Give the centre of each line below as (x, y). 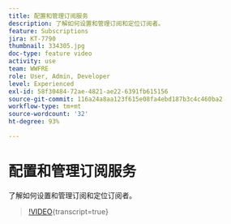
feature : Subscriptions (49, 31)
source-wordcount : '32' (49, 114)
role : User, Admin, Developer (60, 76)
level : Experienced (41, 84)
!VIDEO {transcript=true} (68, 211)
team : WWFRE (28, 69)
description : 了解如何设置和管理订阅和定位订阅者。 (86, 24)
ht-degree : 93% (34, 122)
